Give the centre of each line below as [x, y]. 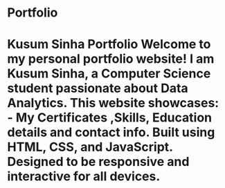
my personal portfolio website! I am [111, 59]
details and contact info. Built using [111, 132]
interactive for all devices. [84, 177]
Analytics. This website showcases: [113, 103]
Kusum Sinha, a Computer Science [109, 74]
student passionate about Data [98, 88]
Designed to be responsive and [98, 162]
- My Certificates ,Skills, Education [110, 118]
